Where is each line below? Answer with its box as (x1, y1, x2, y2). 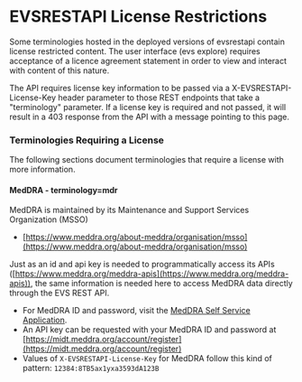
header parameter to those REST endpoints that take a (58, 92, 260, 103)
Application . (22, 314, 68, 326)
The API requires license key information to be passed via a (9, 82, 230, 93)
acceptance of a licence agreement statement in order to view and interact (9, 55, 287, 66)
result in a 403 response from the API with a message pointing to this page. (9, 111, 290, 122)
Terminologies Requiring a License (9, 134, 165, 146)
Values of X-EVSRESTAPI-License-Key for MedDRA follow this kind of (22, 353, 272, 364)
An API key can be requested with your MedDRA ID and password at (22, 324, 277, 335)
